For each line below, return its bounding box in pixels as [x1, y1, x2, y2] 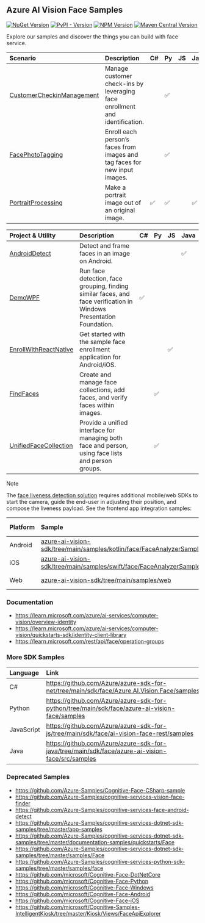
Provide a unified [79, 418, 128, 426]
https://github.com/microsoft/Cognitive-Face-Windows [15, 884, 154, 891]
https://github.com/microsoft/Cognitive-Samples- [15, 903, 140, 911]
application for [79, 353, 121, 361]
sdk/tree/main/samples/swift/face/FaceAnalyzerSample [40, 562, 201, 570]
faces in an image [79, 249, 130, 257]
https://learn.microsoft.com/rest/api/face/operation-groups [15, 637, 165, 645]
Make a [104, 183, 126, 192]
